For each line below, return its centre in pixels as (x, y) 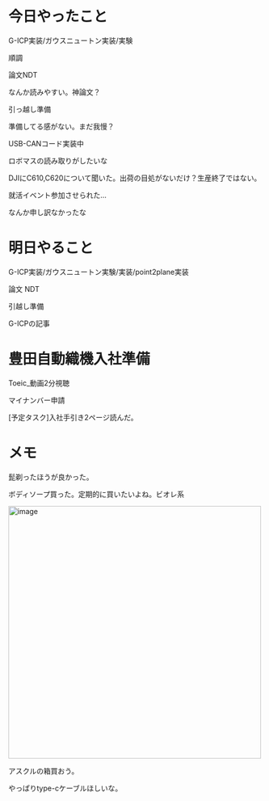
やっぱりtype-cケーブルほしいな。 (65, 788)
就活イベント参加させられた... (58, 195)
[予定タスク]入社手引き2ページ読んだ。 (74, 417)
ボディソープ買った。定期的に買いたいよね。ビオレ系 (96, 494)
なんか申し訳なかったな (47, 212)
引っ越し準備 (29, 109)
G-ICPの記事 (29, 323)
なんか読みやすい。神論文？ (55, 92)
